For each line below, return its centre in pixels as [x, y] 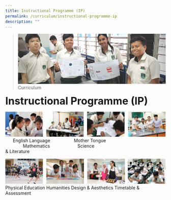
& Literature [18, 152]
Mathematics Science [59, 146]
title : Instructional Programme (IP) [45, 11]
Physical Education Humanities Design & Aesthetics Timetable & [73, 188]
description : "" [22, 21]
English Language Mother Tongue [59, 141]
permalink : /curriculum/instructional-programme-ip [61, 16]
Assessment [18, 193]
